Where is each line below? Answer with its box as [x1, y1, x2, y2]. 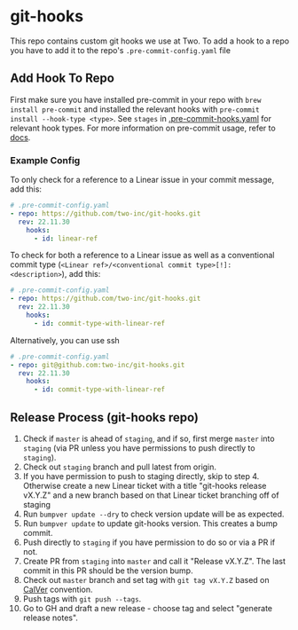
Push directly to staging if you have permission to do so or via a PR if [22, 537, 276, 547]
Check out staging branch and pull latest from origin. [22, 461, 216, 472]
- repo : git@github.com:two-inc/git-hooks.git [10, 360, 185, 369]
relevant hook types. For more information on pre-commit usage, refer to [10, 122, 276, 133]
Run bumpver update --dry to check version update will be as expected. [22, 508, 285, 519]
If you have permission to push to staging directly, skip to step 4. [22, 470, 260, 481]
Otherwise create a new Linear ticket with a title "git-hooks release [22, 480, 267, 491]
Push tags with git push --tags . [22, 593, 142, 604]
